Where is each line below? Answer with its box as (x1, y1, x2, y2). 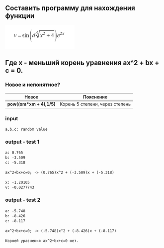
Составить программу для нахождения (5, 4, 135, 12)
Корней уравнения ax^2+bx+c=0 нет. (5, 238, 79, 243)
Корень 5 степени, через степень (59, 101, 131, 107)
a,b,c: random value (5, 127, 48, 132)
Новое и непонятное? (5, 82, 61, 88)
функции (5, 12, 35, 20)
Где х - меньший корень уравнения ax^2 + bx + (5, 59, 160, 67)
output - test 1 (5, 138, 40, 145)
